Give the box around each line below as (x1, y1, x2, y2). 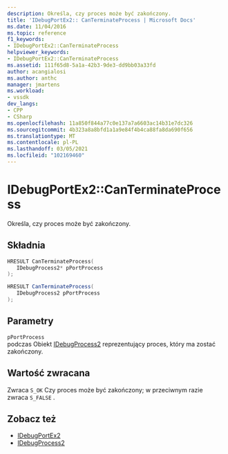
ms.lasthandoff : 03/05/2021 (7, 146, 88, 152)
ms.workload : (7, 87, 45, 94)
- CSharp (7, 113, 32, 120)
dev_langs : (7, 101, 39, 107)
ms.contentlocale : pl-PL (7, 139, 79, 146)
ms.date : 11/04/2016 (7, 23, 67, 30)
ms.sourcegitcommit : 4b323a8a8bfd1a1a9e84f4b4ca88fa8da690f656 (7, 126, 193, 133)
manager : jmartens (7, 81, 60, 88)
